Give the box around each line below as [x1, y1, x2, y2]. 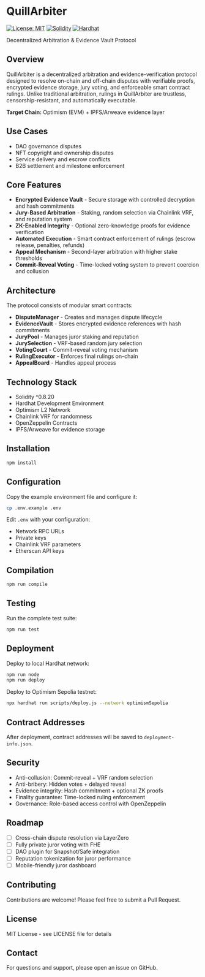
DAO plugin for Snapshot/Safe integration [15, 848, 120, 855]
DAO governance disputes [15, 142, 81, 150]
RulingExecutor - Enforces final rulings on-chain [15, 352, 138, 360]
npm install [6, 460, 37, 466]
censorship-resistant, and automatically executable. [6, 96, 137, 104]
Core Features [6, 180, 62, 190]
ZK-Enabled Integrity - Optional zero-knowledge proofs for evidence [15, 222, 190, 229]
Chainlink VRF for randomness [15, 412, 92, 420]
